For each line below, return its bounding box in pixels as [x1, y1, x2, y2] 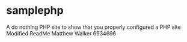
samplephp [6, 4, 64, 17]
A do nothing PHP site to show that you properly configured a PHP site [6, 23, 181, 31]
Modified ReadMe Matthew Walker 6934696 [6, 29, 116, 37]
